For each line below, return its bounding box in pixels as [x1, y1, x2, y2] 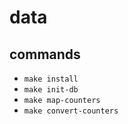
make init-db [23, 85, 79, 95]
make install [23, 74, 79, 84]
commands [9, 46, 81, 63]
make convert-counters [23, 106, 119, 116]
